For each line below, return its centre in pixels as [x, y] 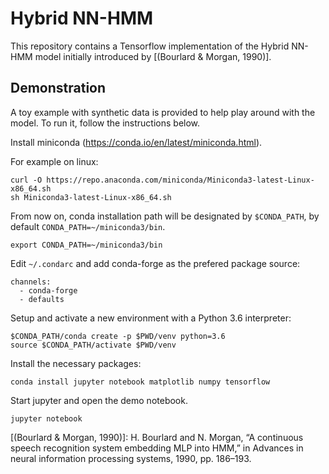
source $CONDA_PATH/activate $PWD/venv [93, 345]
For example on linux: [54, 161]
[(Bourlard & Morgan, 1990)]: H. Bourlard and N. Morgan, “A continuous [157, 437]
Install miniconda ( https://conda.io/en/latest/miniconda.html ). [136, 142]
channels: [31, 282]
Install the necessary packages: [76, 363]
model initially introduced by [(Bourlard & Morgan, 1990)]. [153, 56]
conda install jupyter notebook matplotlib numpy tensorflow [140, 382]
